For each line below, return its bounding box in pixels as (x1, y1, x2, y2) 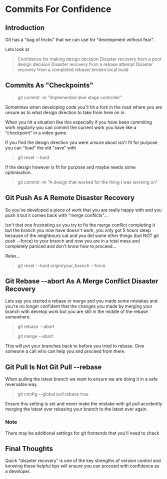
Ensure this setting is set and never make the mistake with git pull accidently (5, 401, 162, 407)
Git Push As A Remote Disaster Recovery (5, 193, 135, 202)
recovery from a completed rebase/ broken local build (17, 66, 129, 72)
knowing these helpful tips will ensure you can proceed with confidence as (5, 463, 159, 469)
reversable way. (5, 381, 38, 387)
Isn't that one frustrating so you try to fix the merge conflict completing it (5, 221, 155, 228)
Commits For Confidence (5, 3, 111, 15)
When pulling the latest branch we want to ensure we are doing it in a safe (5, 376, 158, 382)
